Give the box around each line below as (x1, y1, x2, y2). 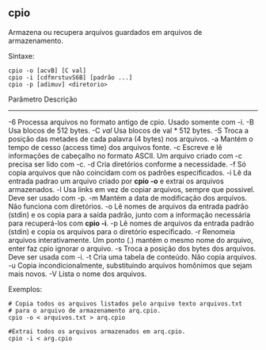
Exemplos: (8, 284, 42, 294)
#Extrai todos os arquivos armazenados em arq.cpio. (8, 327, 186, 336)
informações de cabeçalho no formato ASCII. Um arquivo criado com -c (8, 151, 243, 160)
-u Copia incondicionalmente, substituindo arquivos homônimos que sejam (8, 260, 253, 270)
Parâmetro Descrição (8, 94, 78, 104)
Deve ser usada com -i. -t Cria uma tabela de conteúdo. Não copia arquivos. (8, 252, 257, 261)
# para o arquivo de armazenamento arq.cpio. (8, 306, 161, 314)
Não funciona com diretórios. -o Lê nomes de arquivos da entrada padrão (8, 202, 249, 211)
